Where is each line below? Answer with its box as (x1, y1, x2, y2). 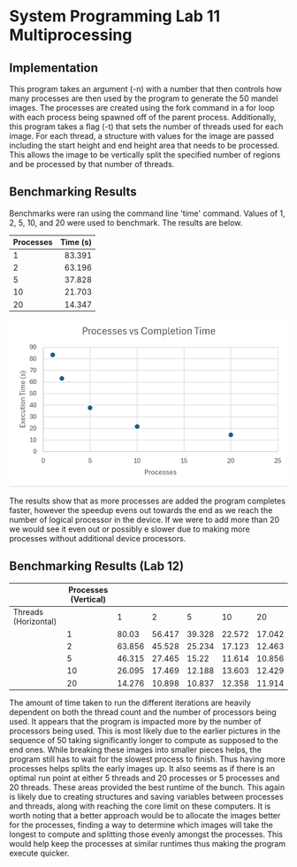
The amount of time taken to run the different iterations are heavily (9, 697, 252, 709)
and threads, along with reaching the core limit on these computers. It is (9, 801, 271, 811)
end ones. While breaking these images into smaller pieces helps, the (9, 745, 263, 756)
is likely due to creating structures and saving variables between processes (9, 792, 285, 802)
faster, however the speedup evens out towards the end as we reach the (9, 504, 273, 515)
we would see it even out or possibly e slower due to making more (9, 524, 250, 534)
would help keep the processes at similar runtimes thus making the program (9, 839, 286, 849)
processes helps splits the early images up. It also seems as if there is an (9, 763, 276, 774)
